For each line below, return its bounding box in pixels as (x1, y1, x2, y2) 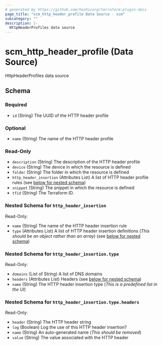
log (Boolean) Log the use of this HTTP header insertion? (12, 325, 127, 330)
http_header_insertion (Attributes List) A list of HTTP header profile (12, 174, 149, 180)
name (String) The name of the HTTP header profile (12, 136, 113, 142)
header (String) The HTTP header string (12, 319, 91, 325)
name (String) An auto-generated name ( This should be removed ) (12, 329, 142, 335)
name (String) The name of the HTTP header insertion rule (12, 223, 127, 229)
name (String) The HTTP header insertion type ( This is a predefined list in (12, 281, 158, 287)
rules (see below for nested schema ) (12, 180, 86, 186)
